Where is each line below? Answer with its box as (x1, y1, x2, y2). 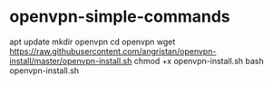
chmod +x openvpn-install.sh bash (133, 55, 265, 66)
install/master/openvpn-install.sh (9, 55, 132, 66)
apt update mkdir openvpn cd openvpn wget (9, 36, 176, 47)
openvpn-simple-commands (9, 6, 231, 27)
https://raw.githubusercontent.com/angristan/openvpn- (9, 45, 217, 56)
